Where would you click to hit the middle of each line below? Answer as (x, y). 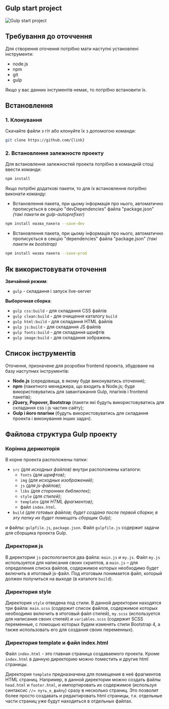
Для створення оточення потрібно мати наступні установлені (72, 49)
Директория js (24, 546)
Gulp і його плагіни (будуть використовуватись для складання (80, 413)
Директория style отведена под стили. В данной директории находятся (83, 603)
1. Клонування (24, 120)
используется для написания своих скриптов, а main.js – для (72, 562)
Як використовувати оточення (56, 269)
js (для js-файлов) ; (41, 485)
